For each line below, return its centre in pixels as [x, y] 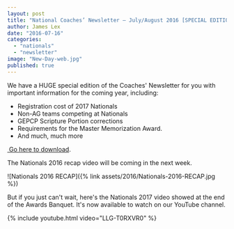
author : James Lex [34, 26]
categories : [24, 40]
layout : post [26, 14]
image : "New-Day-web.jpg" [45, 59]
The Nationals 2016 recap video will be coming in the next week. [100, 163]
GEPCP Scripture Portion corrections [70, 121]
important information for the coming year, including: [83, 93]
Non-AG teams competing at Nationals [72, 113]
